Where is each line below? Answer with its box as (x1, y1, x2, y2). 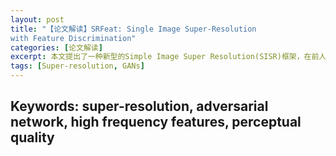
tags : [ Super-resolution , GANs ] (10, 61, 145, 71)
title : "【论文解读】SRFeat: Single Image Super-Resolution (10, 24, 257, 34)
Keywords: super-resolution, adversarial (10, 98, 269, 115)
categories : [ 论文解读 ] (10, 42, 103, 53)
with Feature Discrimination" (10, 33, 137, 43)
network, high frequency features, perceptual (10, 114, 302, 131)
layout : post (10, 14, 65, 25)
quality (10, 129, 55, 146)
